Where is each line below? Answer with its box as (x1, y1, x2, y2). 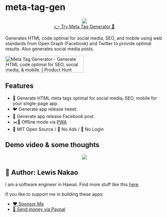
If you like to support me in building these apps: (5, 191, 104, 197)
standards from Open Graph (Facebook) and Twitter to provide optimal (5, 40, 152, 46)
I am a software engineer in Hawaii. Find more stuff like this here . (5, 181, 140, 187)
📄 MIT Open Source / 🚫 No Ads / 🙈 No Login (12, 126, 104, 132)
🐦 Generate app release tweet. (12, 106, 78, 112)
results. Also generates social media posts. (5, 46, 95, 52)
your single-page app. (12, 100, 59, 106)
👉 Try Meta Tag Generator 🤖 (54, 23, 115, 29)
